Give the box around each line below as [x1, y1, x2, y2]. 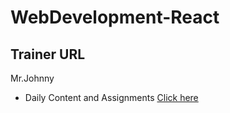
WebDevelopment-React [10, 6, 220, 29]
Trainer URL [10, 46, 86, 63]
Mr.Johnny [10, 72, 55, 84]
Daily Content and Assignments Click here [24, 92, 199, 103]
